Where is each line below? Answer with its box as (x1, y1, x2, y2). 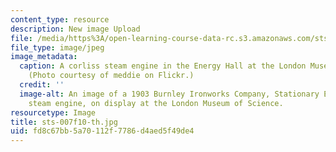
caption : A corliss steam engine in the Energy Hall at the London (19, 61, 307, 71)
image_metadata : (10, 52, 78, 62)
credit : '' (19, 80, 65, 90)
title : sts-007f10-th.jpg (10, 117, 118, 127)
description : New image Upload (10, 24, 141, 34)
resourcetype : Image (10, 107, 97, 118)
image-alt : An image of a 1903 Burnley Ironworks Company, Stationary (19, 89, 320, 99)
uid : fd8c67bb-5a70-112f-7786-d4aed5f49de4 (10, 126, 195, 136)
